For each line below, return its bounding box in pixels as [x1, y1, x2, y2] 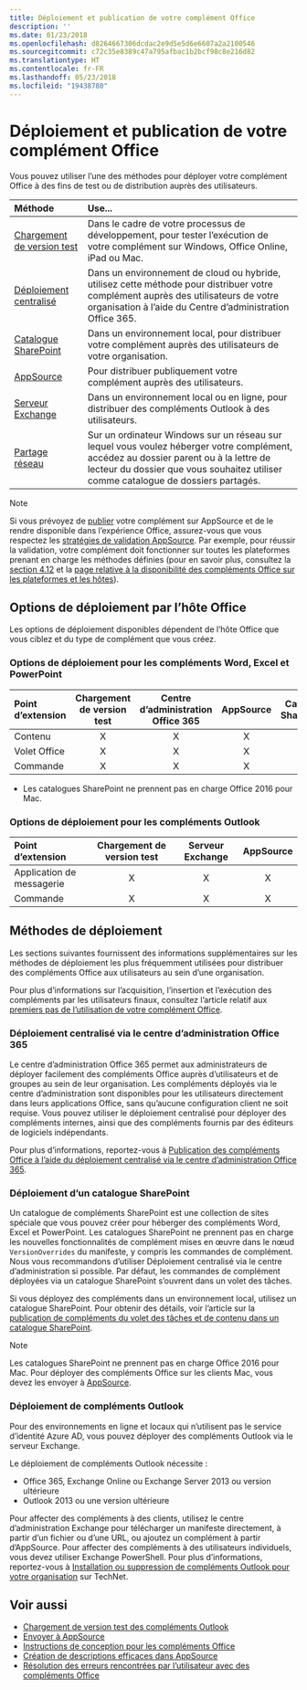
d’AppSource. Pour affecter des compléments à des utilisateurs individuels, [9, 1541, 292, 1553]
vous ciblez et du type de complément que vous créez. [9, 634, 217, 645]
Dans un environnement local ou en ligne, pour [87, 390, 288, 403]
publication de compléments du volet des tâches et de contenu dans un [9, 1313, 280, 1324]
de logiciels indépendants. [9, 1127, 109, 1138]
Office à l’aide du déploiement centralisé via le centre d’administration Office [9, 1155, 297, 1166]
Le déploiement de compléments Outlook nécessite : [9, 1458, 208, 1469]
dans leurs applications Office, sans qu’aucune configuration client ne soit [9, 1098, 289, 1109]
